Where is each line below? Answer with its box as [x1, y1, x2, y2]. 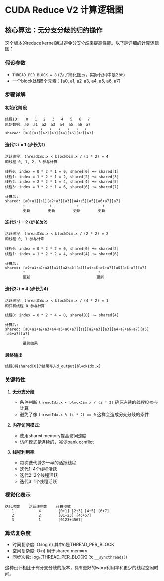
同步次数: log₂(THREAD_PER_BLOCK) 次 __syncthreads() [12, 554, 128, 560]
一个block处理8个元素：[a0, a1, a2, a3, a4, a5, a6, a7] [12, 78, 121, 84]
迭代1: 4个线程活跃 [19, 466, 58, 472]
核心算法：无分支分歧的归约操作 [5, 26, 103, 34]
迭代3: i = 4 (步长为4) [5, 286, 48, 292]
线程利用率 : [12, 449, 36, 455]
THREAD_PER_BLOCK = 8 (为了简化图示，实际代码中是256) [12, 72, 125, 78]
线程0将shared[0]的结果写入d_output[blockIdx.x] [5, 364, 101, 369]
